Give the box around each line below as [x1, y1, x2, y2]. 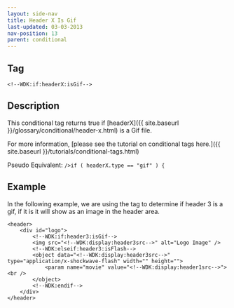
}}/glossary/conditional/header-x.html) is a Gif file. [7, 126, 153, 134]
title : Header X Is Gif [7, 17, 77, 24]
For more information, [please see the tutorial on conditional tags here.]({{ [7, 140, 221, 148]
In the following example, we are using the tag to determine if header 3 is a [7, 199, 223, 208]
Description [7, 100, 60, 112]
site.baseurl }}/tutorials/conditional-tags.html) [7, 147, 139, 155]
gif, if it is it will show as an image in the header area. [7, 207, 160, 215]
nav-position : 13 [7, 29, 58, 37]
